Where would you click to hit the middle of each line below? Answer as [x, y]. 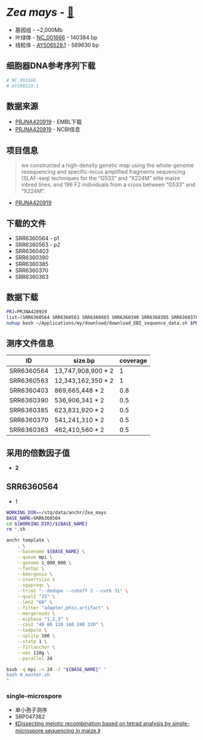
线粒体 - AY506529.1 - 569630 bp [57, 45]
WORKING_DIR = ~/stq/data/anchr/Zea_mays [56, 512]
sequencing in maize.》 [73, 731]
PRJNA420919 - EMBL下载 [48, 122]
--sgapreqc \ [34, 585]
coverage [133, 361]
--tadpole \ [32, 630]
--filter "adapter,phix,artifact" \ [63, 607]
